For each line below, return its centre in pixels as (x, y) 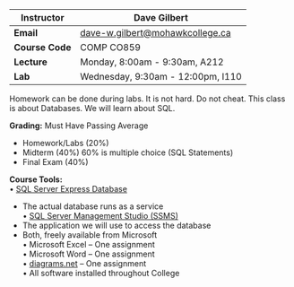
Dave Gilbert (161, 17)
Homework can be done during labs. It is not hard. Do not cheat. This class (147, 99)
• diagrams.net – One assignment (84, 263)
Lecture (30, 62)
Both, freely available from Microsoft (90, 235)
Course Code (43, 47)
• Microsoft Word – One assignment (88, 254)
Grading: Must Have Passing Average (79, 126)
